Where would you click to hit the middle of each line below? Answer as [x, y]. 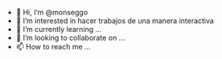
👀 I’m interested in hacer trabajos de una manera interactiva [115, 21]
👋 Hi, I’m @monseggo [52, 12]
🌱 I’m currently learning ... [59, 29]
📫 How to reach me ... [53, 47]
